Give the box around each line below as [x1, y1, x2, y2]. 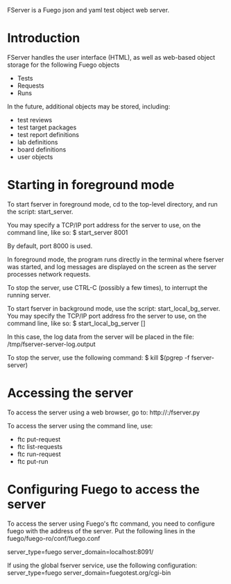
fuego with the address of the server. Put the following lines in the [7, 526, 196, 535]
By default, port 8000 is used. [7, 241, 93, 250]
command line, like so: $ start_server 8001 [7, 228, 128, 236]
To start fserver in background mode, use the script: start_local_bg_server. [7, 304, 221, 312]
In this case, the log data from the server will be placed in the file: [7, 332, 194, 341]
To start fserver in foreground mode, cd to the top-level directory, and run [7, 200, 219, 208]
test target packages [17, 123, 77, 131]
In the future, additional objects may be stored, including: [7, 102, 171, 111]
